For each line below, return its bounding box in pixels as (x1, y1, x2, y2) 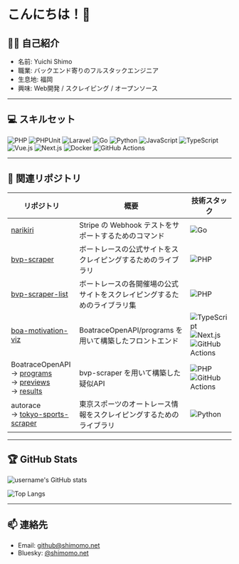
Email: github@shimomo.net (17, 541, 100, 550)
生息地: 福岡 (17, 75, 53, 83)
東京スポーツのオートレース (79, 399, 172, 409)
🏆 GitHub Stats (7, 454, 78, 466)
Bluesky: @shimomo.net (17, 549, 89, 558)
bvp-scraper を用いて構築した (79, 367, 181, 377)
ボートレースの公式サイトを (79, 244, 172, 254)
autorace (11, 400, 41, 410)
